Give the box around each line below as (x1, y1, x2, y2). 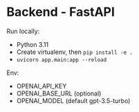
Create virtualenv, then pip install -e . (16, 48, 133, 56)
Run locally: (6, 27, 40, 35)
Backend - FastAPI (6, 4, 115, 20)
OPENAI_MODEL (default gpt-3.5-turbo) (16, 96, 131, 104)
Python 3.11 (16, 40, 49, 48)
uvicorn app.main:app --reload (16, 56, 107, 63)
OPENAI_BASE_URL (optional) (16, 89, 102, 97)
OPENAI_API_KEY (16, 82, 67, 90)
